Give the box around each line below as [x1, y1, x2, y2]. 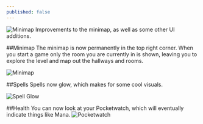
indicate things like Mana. [6, 111, 71, 118]
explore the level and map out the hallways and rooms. [6, 57, 144, 64]
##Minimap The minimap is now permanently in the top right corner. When [6, 44, 194, 51]
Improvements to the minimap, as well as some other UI [35, 26, 175, 33]
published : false [6, 9, 51, 15]
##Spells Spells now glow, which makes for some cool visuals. [6, 81, 163, 88]
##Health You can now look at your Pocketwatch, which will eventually [6, 104, 184, 112]
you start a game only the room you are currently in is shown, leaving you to [6, 50, 198, 58]
